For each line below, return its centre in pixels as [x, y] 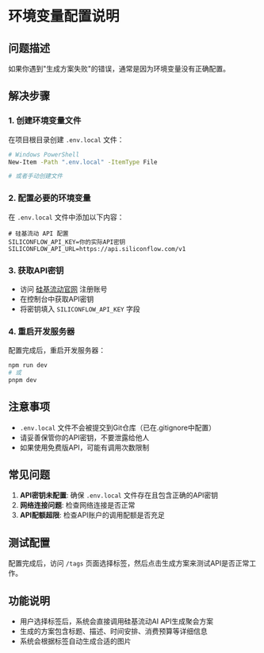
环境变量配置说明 [64, 16]
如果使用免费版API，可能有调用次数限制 [84, 447]
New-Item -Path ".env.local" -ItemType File [83, 162]
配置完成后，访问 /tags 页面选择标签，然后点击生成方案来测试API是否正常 [129, 563]
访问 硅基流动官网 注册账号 [63, 289]
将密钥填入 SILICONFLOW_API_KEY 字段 [80, 309]
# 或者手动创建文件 [36, 176]
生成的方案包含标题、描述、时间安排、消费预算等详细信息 [113, 632]
